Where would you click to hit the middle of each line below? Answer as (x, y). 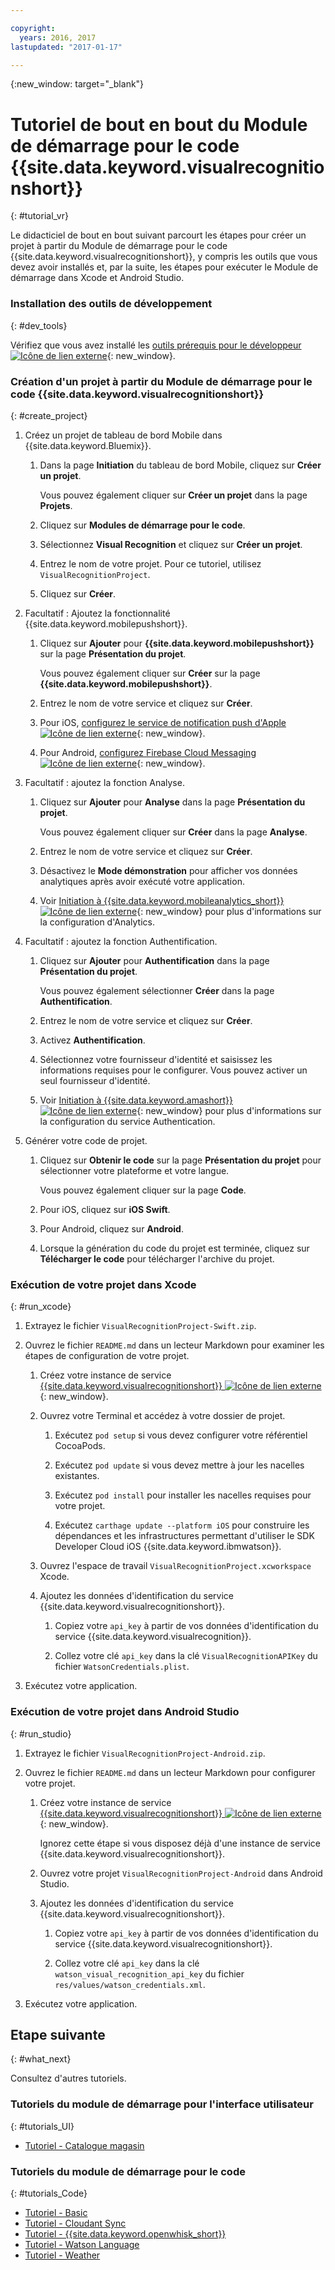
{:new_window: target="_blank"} (77, 84)
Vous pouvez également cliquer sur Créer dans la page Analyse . (173, 832)
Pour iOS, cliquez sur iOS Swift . (105, 1209)
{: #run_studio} (41, 1733)
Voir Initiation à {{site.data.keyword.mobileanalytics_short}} (162, 900)
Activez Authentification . (92, 1040)
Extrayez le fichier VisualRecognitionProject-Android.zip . (145, 1753)
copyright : (33, 28)
